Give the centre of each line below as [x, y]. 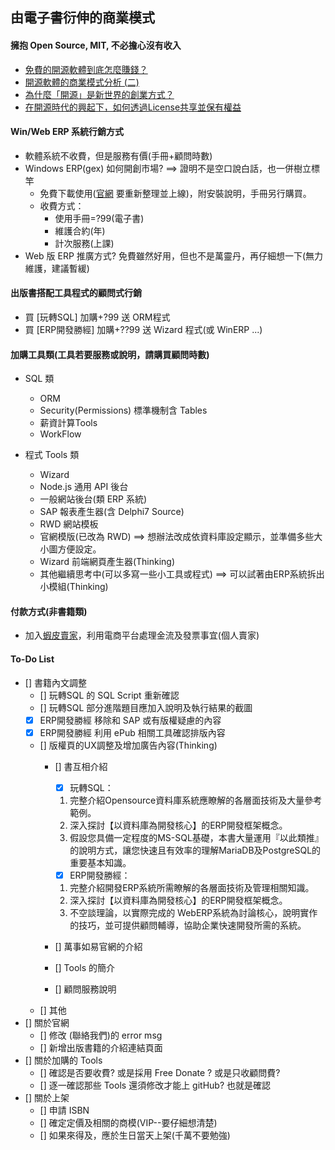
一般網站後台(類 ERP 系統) [93, 499]
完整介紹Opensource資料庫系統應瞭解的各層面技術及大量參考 [196, 800]
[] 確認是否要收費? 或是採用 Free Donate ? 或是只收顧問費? [160, 1072]
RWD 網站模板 [69, 524]
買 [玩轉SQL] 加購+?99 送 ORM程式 [97, 317]
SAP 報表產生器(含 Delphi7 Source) [112, 512]
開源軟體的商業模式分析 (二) [82, 82]
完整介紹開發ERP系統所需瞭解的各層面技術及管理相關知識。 [192, 887]
